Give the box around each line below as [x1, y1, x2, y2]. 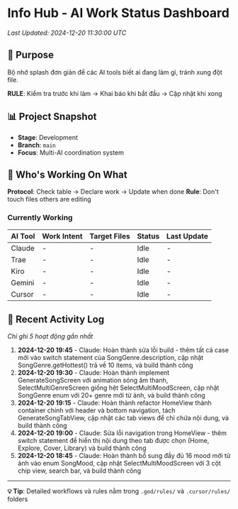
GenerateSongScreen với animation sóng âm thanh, [17, 376, 169, 385]
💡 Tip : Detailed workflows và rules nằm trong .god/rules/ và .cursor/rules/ [7, 487, 231, 496]
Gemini [11, 278, 35, 288]
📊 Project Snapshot [7, 111, 97, 123]
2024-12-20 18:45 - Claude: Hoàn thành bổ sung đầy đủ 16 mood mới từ [17, 451, 231, 460]
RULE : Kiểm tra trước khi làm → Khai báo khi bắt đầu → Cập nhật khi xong [7, 89, 222, 97]
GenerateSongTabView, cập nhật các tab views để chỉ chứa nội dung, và [17, 414, 229, 422]
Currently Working [7, 213, 73, 223]
